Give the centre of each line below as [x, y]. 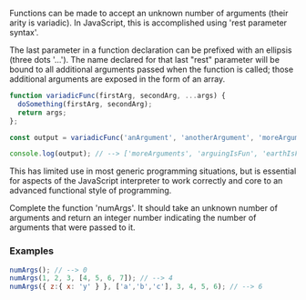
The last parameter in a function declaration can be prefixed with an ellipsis [151, 50]
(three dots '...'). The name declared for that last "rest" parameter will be [145, 60]
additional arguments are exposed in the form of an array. [117, 79]
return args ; [42, 113]
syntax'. [24, 32]
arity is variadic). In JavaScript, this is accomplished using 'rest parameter [148, 23]
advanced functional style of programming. [91, 191]
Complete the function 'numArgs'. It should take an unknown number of [143, 208]
